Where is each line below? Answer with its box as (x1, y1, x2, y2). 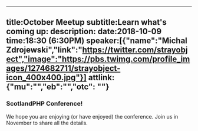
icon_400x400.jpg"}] (6, 73, 87, 83)
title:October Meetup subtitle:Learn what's (6, 17, 167, 27)
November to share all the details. (6, 119, 88, 126)
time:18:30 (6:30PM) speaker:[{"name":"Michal (6, 36, 187, 46)
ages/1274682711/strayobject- (6, 63, 121, 74)
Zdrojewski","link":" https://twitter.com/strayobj (6, 45, 188, 55)
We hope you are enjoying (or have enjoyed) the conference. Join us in (6, 113, 179, 120)
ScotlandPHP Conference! (6, 100, 83, 108)
